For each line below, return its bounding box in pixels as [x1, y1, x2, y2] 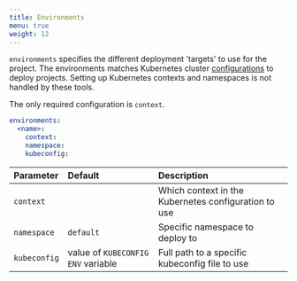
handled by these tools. [9, 82, 95, 93]
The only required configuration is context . [9, 99, 165, 110]
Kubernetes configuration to [157, 195, 276, 207]
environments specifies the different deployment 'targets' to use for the [9, 54, 268, 65]
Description [157, 169, 209, 182]
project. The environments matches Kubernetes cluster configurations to [9, 63, 274, 74]
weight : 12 [9, 29, 49, 38]
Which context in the [157, 183, 245, 196]
